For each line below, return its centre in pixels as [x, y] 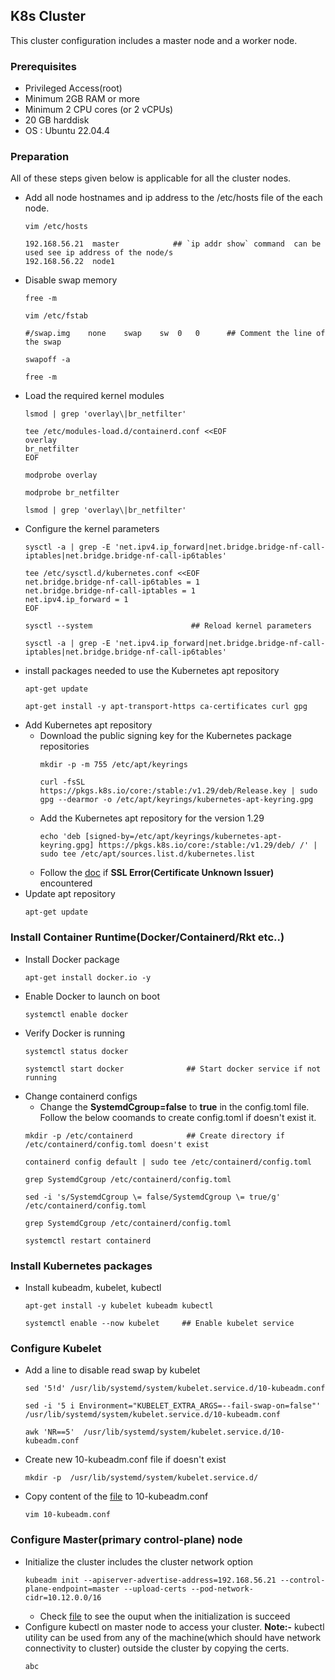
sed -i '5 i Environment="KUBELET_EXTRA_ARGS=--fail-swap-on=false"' [173, 1406]
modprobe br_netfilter [72, 493]
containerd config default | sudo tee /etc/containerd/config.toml [168, 1162]
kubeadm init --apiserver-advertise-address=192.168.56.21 [150, 1580]
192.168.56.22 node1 [69, 262]
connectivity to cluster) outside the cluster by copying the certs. [157, 1648]
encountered [66, 883]
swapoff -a [47, 360]
